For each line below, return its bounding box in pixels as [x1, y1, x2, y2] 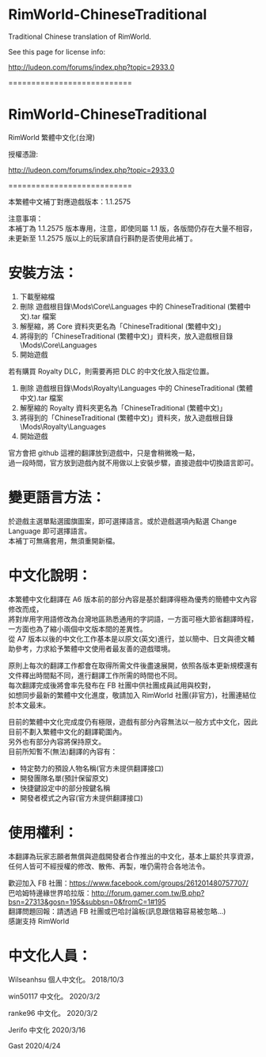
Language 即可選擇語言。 [8, 526, 92, 536]
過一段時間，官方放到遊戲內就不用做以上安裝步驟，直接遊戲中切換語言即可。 [8, 457, 258, 468]
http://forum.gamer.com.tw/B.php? [91, 888, 205, 897]
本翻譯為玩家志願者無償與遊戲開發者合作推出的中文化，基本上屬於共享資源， [8, 851, 258, 861]
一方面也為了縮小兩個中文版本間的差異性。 [8, 623, 147, 634]
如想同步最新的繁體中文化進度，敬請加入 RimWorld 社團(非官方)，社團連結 [8, 690, 249, 699]
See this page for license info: [8, 47, 106, 56]
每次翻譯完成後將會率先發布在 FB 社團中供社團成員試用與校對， [8, 680, 215, 690]
